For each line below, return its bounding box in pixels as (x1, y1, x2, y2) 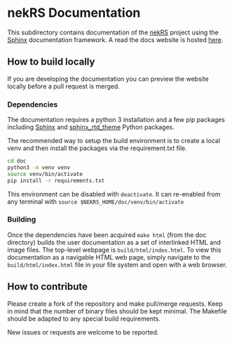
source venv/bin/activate (7, 170, 83, 177)
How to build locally (7, 56, 95, 68)
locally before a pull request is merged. (7, 82, 121, 90)
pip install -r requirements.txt (7, 177, 105, 184)
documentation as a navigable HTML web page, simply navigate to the (7, 253, 211, 261)
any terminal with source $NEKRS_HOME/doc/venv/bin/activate (7, 197, 184, 206)
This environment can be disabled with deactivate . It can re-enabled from (7, 189, 221, 198)
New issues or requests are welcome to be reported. (7, 328, 159, 336)
